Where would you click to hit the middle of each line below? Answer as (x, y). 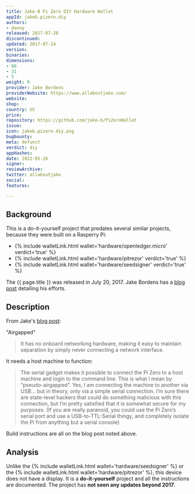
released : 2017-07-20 (32, 33)
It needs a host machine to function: (49, 361)
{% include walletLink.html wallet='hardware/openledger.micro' (91, 246)
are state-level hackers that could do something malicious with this (101, 397)
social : (15, 180)
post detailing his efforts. (36, 289)
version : (17, 50)
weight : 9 (18, 83)
